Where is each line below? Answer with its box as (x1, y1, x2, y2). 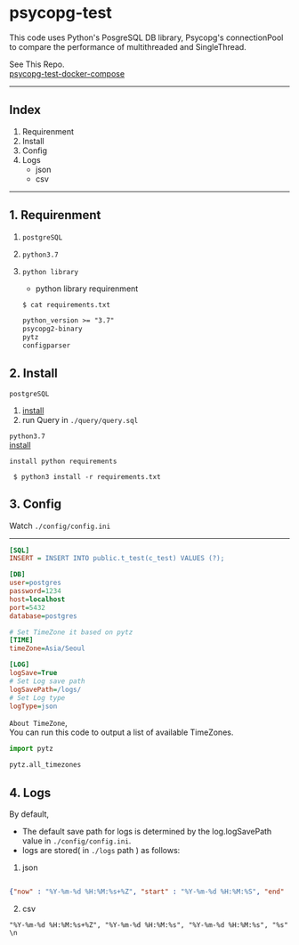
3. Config (9, 497, 62, 512)
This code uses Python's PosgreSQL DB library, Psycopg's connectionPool (9, 32, 284, 43)
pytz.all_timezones (9, 761, 82, 770)
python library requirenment (35, 283, 139, 294)
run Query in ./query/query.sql (21, 414, 139, 425)
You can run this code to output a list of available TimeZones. (9, 727, 234, 737)
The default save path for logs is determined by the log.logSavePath (21, 827, 272, 836)
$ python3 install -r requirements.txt (12, 472, 162, 481)
